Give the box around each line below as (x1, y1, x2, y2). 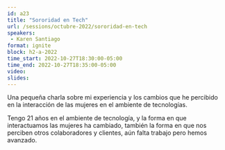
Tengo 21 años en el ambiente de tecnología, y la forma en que (7, 114, 187, 122)
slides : (7, 74, 30, 82)
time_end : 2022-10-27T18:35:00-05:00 (7, 62, 117, 68)
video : (7, 68, 26, 75)
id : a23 (7, 10, 30, 17)
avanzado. (7, 136, 37, 144)
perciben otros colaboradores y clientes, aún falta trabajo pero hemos (7, 129, 207, 137)
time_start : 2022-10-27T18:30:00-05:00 (7, 55, 123, 62)
